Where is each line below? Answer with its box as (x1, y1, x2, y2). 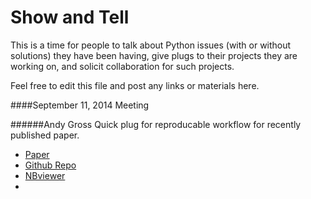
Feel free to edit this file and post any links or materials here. (10, 79, 260, 91)
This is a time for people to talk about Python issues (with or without (10, 39, 292, 51)
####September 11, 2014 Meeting (10, 99, 150, 111)
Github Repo (24, 159, 77, 171)
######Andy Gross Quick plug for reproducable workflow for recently (10, 118, 302, 130)
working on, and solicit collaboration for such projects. (10, 60, 235, 72)
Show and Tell (10, 6, 130, 29)
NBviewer (24, 169, 66, 181)
